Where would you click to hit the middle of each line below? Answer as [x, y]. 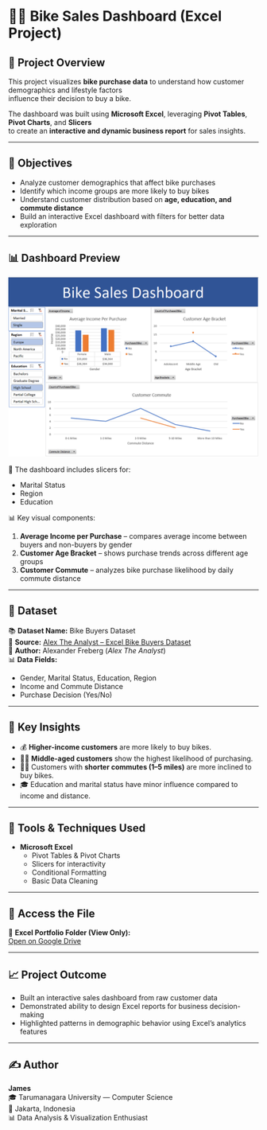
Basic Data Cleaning [65, 881]
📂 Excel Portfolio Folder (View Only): [70, 933]
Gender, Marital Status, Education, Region [88, 678]
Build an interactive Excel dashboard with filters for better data [122, 216]
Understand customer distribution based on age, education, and [126, 199]
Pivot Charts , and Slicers [50, 122]
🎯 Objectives [41, 164]
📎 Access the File [52, 913]
